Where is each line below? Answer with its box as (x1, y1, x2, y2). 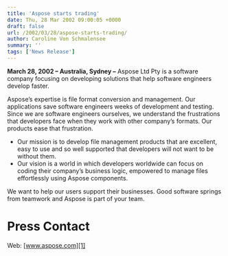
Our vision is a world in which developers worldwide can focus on (16, 159, 204, 167)
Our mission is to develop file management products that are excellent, (16, 137, 218, 146)
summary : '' (7, 42, 41, 49)
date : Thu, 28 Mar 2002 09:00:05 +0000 (7, 16, 122, 23)
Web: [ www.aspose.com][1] (7, 241, 86, 249)
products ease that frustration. (7, 124, 94, 132)
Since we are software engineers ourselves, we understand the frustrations (7, 109, 220, 117)
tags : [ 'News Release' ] (7, 49, 76, 56)
